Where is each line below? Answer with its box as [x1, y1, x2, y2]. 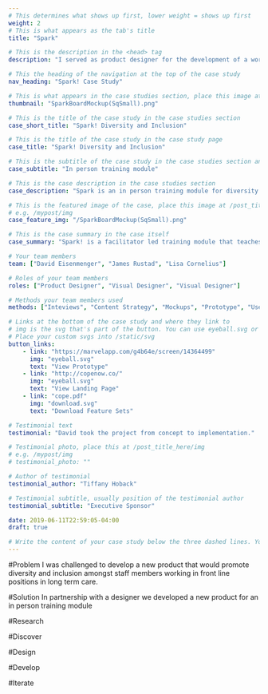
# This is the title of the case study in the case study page [8, 136, 223, 144]
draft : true [8, 524, 48, 532]
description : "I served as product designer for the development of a [8, 56, 248, 64]
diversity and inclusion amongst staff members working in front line [8, 569, 230, 577]
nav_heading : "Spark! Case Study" [8, 77, 124, 85]
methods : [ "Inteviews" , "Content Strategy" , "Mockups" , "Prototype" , [8, 303, 245, 311]
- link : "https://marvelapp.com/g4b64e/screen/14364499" [22, 347, 216, 355]
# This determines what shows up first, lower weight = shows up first [8, 11, 251, 20]
